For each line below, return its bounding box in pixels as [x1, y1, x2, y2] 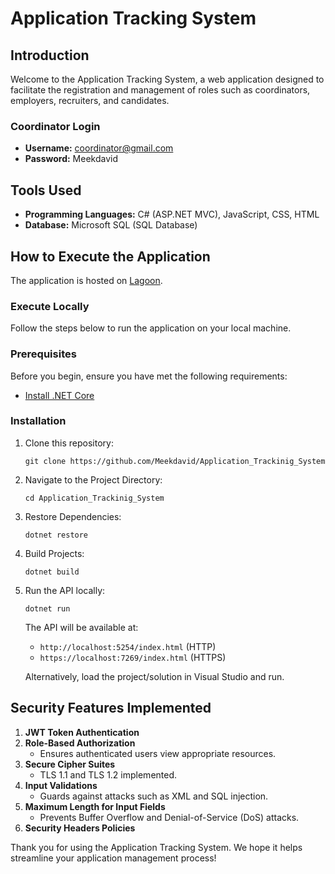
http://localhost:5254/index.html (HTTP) [39, 640, 217, 652]
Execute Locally [10, 299, 90, 313]
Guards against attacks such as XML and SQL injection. [39, 790, 269, 802]
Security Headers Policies [24, 822, 136, 834]
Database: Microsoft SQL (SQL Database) [24, 219, 198, 231]
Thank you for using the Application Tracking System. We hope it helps [10, 841, 303, 853]
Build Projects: [24, 547, 85, 559]
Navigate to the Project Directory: [24, 473, 163, 486]
